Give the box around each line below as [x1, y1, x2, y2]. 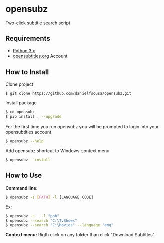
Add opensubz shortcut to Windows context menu [5, 148, 110, 154]
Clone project [5, 81, 34, 87]
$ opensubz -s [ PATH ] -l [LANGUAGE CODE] [5, 195, 94, 200]
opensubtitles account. [5, 129, 53, 135]
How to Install [5, 68, 49, 76]
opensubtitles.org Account [12, 53, 68, 59]
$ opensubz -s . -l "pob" [5, 213, 59, 218]
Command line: [5, 185, 38, 191]
